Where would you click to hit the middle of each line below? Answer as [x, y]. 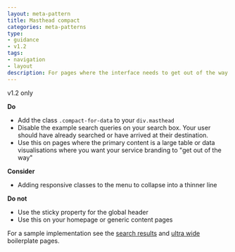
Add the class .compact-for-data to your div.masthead [96, 120]
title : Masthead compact [44, 20]
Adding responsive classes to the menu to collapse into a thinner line [117, 184]
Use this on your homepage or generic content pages [95, 220]
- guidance [23, 40]
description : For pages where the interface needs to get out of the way [118, 73]
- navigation [26, 60]
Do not [17, 199]
